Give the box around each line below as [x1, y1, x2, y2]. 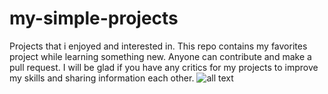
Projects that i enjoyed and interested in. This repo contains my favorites [9, 40, 308, 52]
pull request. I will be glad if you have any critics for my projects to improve [9, 61, 319, 73]
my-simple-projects [9, 7, 179, 30]
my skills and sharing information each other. [9, 72, 195, 84]
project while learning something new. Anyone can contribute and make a [9, 50, 312, 62]
